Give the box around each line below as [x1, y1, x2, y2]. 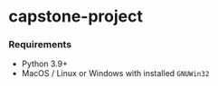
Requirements [8, 39, 72, 51]
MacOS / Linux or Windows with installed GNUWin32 [21, 68, 210, 79]
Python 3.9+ [21, 58, 69, 69]
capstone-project [8, 6, 144, 27]
